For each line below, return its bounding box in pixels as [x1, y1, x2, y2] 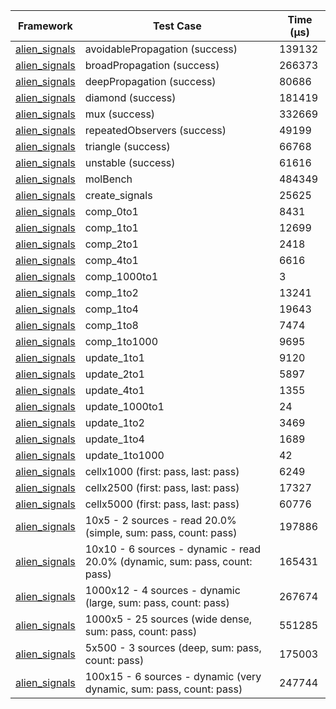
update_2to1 [84, 367, 145, 381]
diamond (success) [84, 91, 177, 104]
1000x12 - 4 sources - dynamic [84, 584, 241, 597]
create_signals [84, 189, 153, 202]
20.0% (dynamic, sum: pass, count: [84, 555, 253, 568]
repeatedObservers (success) [84, 124, 227, 137]
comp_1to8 [84, 319, 139, 332]
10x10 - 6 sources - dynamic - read [84, 542, 262, 556]
